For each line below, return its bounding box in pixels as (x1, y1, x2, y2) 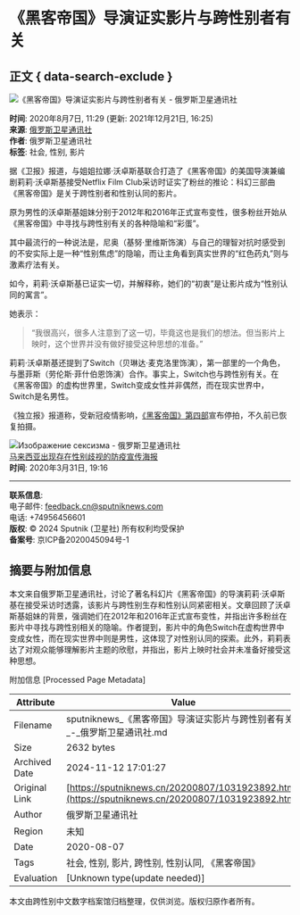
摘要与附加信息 (9, 563, 92, 578)
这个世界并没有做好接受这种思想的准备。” (54, 338, 204, 349)
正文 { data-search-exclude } (9, 69, 173, 84)
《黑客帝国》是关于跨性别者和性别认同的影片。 (9, 188, 181, 198)
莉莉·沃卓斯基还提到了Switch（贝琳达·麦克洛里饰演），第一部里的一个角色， (9, 358, 286, 368)
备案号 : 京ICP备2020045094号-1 (9, 535, 129, 545)
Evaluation (13, 871, 58, 884)
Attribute (16, 695, 55, 708)
